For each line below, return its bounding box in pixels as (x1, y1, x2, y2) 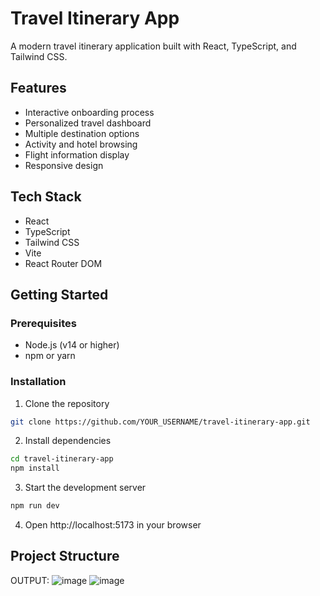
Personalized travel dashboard (24, 117, 152, 129)
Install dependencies (24, 435, 112, 447)
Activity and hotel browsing (24, 138, 138, 150)
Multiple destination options (24, 127, 140, 139)
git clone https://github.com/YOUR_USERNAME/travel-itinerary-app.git (10, 417, 311, 427)
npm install (10, 463, 60, 474)
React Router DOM (24, 257, 103, 269)
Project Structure (10, 548, 120, 565)
